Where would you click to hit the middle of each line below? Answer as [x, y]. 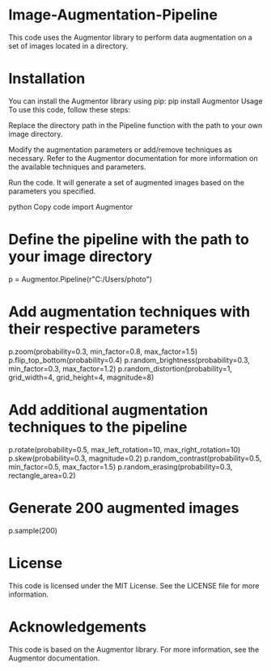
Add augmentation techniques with [129, 312]
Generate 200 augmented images [124, 508]
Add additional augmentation [108, 410]
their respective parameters [104, 329]
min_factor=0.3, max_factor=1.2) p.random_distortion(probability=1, [121, 368]
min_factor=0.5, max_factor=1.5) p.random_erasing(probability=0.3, [121, 466]
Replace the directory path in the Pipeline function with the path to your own [135, 125]
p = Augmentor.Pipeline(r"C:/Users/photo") [80, 279]
